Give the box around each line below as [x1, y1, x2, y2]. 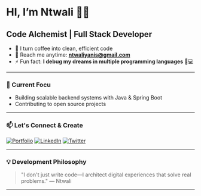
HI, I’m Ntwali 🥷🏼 [6, 5, 90, 19]
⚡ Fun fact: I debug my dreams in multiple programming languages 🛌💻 [14, 58, 194, 65]
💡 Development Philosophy [6, 157, 87, 166]
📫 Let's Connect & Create [6, 122, 83, 130]
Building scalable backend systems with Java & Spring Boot [14, 94, 163, 101]
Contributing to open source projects [14, 101, 106, 108]
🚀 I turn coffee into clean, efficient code [14, 45, 113, 52]
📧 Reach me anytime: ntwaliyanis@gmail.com [14, 51, 130, 58]
